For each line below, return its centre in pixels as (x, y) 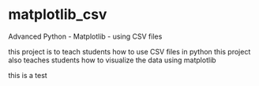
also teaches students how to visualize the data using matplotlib (112, 60)
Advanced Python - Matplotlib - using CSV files (85, 36)
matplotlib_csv (58, 15)
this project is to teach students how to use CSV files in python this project (129, 51)
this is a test (28, 75)
